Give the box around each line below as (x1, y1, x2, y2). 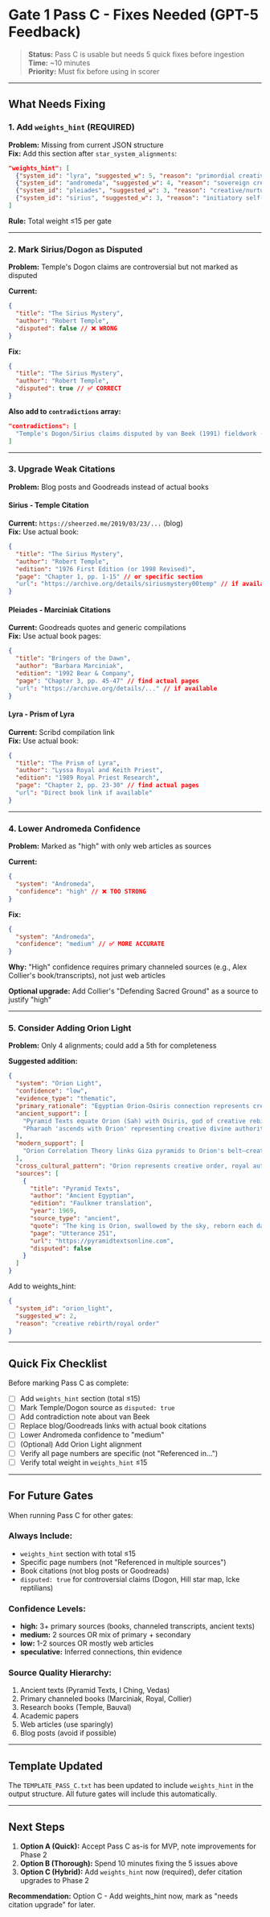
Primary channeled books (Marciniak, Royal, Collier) (19, 1694, 192, 1703)
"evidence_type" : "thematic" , (15, 1094, 117, 1103)
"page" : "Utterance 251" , (29, 1229, 117, 1238)
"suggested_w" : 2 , (15, 1312, 78, 1320)
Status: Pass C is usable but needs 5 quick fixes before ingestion (27, 49, 245, 59)
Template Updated (8, 1759, 103, 1773)
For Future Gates (8, 1489, 94, 1503)
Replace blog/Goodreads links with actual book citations (19, 1421, 207, 1431)
